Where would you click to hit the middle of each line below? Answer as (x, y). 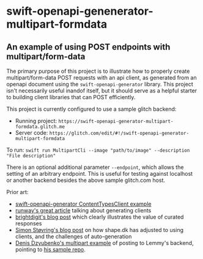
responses (28, 223)
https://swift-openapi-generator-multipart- (116, 121)
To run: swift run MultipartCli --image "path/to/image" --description (98, 150)
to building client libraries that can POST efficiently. (71, 97)
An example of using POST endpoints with (88, 47)
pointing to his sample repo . (50, 250)
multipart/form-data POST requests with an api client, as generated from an (102, 77)
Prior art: (17, 192)
